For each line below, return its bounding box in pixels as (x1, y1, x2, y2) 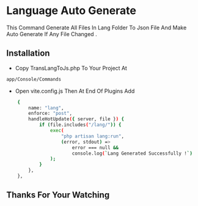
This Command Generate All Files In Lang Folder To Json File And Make (6, 24, 187, 31)
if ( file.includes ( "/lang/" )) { (38, 122, 122, 128)
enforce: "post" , (28, 111, 72, 117)
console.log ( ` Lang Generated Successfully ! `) (71, 150, 193, 156)
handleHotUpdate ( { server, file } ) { (28, 116, 124, 122)
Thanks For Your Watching (6, 190, 110, 200)
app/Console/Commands (6, 76, 62, 83)
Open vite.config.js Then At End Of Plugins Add (15, 87, 135, 95)
